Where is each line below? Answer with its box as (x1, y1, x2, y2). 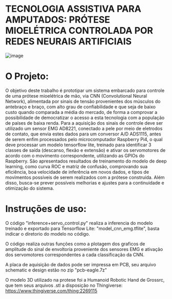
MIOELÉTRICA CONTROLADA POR (5, 25, 154, 36)
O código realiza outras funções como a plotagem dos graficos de (5, 241, 145, 247)
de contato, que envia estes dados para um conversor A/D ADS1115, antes (5, 131, 161, 137)
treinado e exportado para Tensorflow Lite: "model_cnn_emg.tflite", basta (5, 225, 160, 232)
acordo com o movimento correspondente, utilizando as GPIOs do (5, 152, 145, 158)
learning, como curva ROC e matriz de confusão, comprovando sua (5, 163, 148, 169)
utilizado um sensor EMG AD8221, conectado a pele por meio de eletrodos (5, 125, 163, 131)
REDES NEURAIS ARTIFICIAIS (5, 36, 132, 48)
